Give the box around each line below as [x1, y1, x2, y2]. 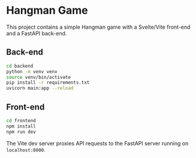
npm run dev [6, 129, 36, 135]
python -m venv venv [6, 68, 58, 75]
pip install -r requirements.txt [6, 80, 90, 86]
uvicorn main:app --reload [6, 85, 74, 92]
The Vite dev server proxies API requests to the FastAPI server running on [6, 139, 189, 147]
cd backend [6, 63, 34, 69]
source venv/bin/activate [6, 74, 71, 80]
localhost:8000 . [6, 146, 46, 153]
